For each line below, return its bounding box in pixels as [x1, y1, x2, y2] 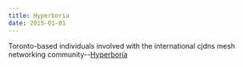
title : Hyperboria [8, 11, 70, 20]
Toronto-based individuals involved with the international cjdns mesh [8, 41, 236, 50]
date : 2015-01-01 [8, 19, 66, 27]
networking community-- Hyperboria [8, 49, 128, 59]
